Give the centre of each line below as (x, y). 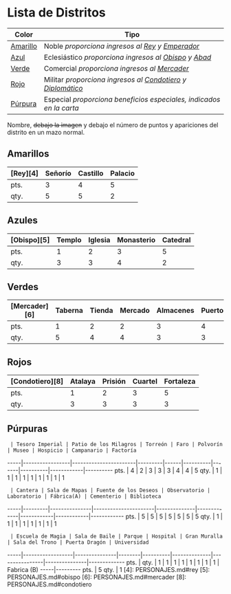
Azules (22, 220)
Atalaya (83, 382)
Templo (69, 240)
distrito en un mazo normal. (46, 132)
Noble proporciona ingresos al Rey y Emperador (122, 46)
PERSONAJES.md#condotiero (49, 584)
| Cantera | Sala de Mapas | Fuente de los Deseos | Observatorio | (110, 490)
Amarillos (28, 154)
